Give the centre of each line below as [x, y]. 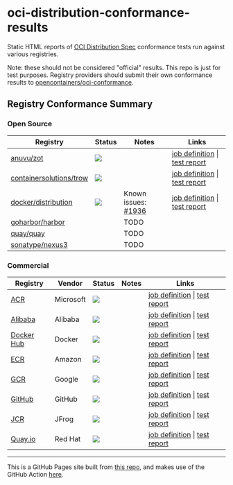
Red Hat [68, 439]
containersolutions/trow [50, 178]
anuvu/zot [27, 158]
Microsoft [70, 299]
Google [66, 379]
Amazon [68, 359]
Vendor [70, 283]
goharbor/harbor [38, 222]
